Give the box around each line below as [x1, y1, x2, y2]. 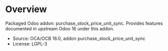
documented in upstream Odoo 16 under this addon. [5, 25, 114, 31]
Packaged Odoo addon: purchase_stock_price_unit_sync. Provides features [5, 20, 163, 26]
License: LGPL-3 [12, 40, 47, 46]
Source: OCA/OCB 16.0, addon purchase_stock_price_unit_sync [12, 35, 146, 41]
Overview [5, 4, 47, 15]
